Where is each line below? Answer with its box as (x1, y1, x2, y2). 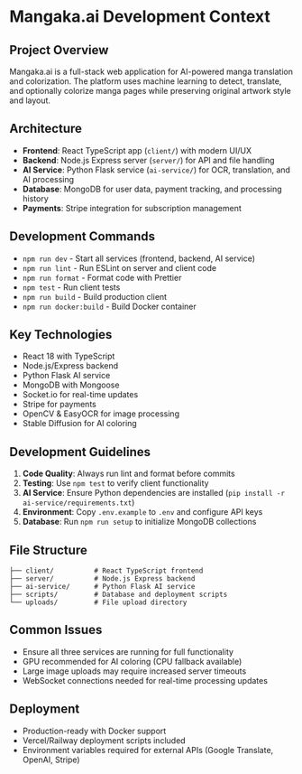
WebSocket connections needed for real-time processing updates (22, 675, 269, 685)
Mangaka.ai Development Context (9, 6, 270, 27)
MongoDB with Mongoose (22, 379, 120, 390)
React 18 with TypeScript (22, 350, 115, 362)
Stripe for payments (22, 399, 96, 410)
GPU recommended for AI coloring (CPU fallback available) (22, 656, 243, 667)
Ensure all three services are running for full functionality (22, 646, 234, 657)
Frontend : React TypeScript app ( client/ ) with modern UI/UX (22, 145, 252, 155)
